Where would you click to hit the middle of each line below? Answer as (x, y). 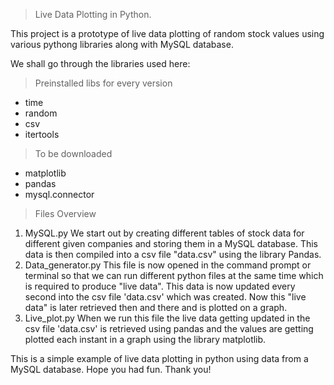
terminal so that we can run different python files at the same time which (174, 275)
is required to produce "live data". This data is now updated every (160, 286)
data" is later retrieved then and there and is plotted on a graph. (156, 307)
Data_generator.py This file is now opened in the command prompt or (168, 265)
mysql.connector (59, 194)
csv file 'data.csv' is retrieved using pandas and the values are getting (169, 328)
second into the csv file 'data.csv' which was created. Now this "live (165, 297)
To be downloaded (73, 153)
